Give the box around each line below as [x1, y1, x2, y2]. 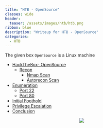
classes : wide [5, 12, 34, 17]
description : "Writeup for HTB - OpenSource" [5, 30, 99, 35]
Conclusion [12, 108, 35, 114]
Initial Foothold [12, 98, 42, 104]
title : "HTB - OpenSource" [5, 7, 60, 12]
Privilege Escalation [12, 103, 52, 109]
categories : [5, 35, 29, 39]
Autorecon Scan [26, 77, 59, 83]
